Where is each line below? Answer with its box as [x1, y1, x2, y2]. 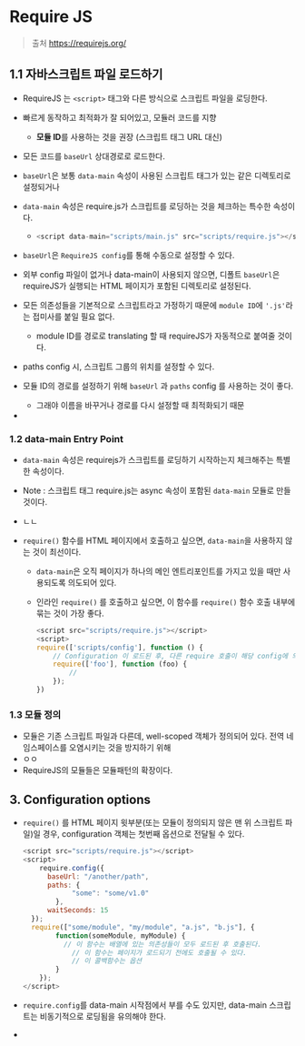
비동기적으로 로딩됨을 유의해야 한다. [39, 1011, 166, 1021]
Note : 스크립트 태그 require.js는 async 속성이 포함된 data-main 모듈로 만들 [22, 485, 291, 496]
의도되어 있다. [67, 577, 117, 588]
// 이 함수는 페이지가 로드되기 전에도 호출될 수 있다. [71, 948, 248, 957]
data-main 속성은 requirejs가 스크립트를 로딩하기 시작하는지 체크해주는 [22, 454, 274, 465]
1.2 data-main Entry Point [9, 432, 124, 445]
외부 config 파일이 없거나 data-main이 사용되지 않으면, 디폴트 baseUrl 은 [22, 268, 280, 279]
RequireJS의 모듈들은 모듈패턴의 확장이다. [22, 765, 173, 776]
